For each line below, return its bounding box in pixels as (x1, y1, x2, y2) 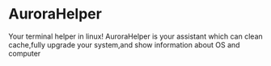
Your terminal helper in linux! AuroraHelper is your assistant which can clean (8, 31, 263, 41)
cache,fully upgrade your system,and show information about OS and (8, 39, 240, 49)
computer (8, 48, 41, 58)
